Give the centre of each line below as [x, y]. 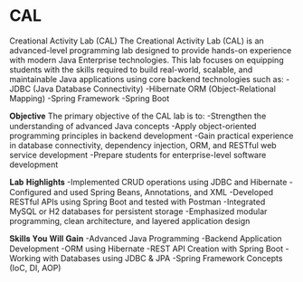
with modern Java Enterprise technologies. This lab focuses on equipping [147, 60]
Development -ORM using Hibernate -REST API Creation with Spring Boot [146, 249]
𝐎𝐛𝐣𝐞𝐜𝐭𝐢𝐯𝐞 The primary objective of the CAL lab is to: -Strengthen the [138, 116]
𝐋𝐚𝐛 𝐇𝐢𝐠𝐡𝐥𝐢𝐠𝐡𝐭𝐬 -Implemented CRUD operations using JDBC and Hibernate [148, 182]
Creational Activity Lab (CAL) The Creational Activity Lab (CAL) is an [137, 41]
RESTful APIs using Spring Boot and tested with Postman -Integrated [137, 202]
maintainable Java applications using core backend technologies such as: [147, 79]
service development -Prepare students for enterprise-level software [138, 155]
